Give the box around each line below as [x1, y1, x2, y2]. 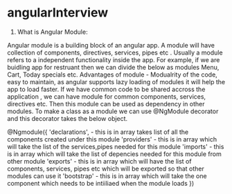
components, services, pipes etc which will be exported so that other [7, 164, 204, 173]
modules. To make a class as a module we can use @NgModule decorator [7, 107, 219, 115]
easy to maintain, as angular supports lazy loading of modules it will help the [7, 77, 226, 86]
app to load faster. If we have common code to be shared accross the [7, 85, 206, 93]
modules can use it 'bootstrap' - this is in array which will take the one [7, 171, 207, 180]
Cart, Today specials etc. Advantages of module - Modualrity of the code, [7, 70, 218, 79]
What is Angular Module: [17, 28, 88, 36]
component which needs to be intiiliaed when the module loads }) [7, 179, 195, 187]
